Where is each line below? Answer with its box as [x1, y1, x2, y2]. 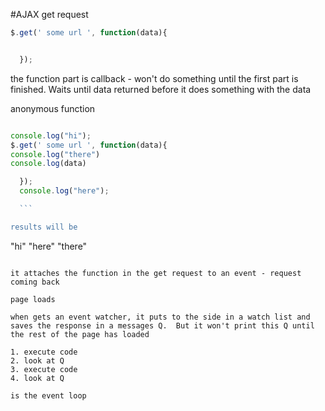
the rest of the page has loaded [10, 329, 150, 339]
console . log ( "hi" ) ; [10, 130, 92, 141]
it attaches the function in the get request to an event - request [10, 268, 302, 278]
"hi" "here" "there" [10, 240, 88, 252]
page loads [10, 294, 56, 304]
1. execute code [10, 347, 78, 357]
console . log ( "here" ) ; [19, 186, 110, 196]
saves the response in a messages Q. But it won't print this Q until [10, 320, 315, 331]
